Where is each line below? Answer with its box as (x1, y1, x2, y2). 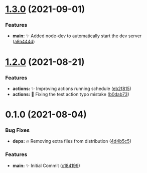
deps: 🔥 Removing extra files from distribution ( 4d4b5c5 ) (12, 138, 131, 144)
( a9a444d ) (12, 39, 35, 45)
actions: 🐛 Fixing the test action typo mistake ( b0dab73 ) (12, 91, 129, 97)
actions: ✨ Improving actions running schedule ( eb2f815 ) (12, 85, 131, 92)
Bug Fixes (5, 127, 30, 134)
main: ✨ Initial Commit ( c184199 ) (12, 162, 80, 168)
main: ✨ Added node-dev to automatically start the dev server (12, 33, 142, 39)
